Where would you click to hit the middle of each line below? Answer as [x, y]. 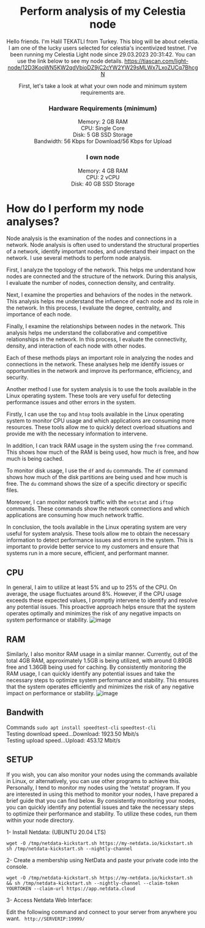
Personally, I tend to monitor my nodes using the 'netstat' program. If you [99, 787]
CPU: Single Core [103, 128]
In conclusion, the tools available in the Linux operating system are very [97, 527]
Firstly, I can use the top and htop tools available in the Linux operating [95, 414]
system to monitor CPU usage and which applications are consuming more [100, 421]
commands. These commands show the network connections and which [98, 509]
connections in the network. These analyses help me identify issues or [95, 364]
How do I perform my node [75, 209]
